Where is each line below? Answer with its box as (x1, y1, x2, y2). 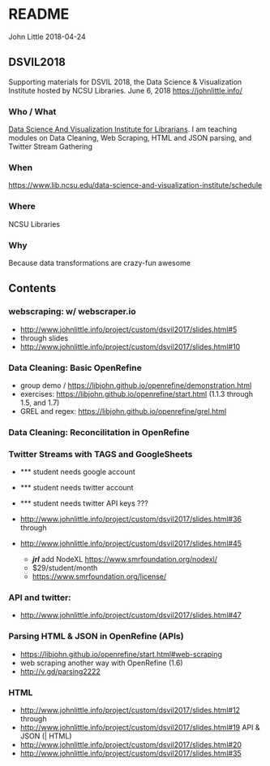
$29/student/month (32, 563, 98, 573)
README (8, 5, 70, 24)
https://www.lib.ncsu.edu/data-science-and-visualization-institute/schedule (8, 181, 263, 190)
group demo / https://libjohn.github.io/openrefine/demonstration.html (19, 380, 252, 390)
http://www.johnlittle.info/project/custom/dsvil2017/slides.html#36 (19, 514, 242, 524)
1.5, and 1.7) (19, 398, 60, 407)
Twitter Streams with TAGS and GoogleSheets (8, 448, 193, 459)
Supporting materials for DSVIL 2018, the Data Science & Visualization (8, 76, 242, 86)
